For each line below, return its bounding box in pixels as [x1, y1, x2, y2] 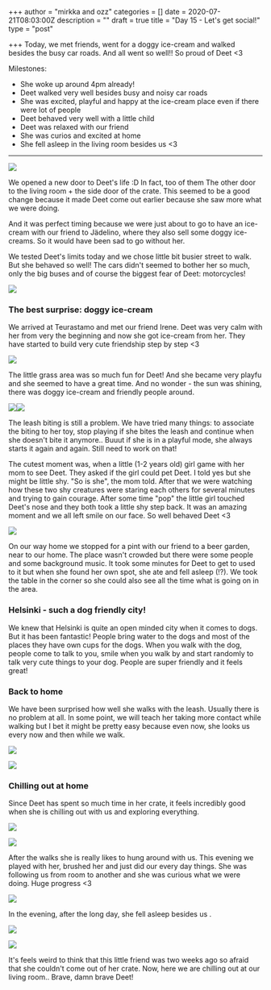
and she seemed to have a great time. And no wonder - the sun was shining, [8, 379, 262, 389]
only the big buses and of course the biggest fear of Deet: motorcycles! [8, 269, 246, 278]
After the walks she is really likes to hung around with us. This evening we [8, 853, 254, 863]
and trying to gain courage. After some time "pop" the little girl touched [8, 493, 245, 503]
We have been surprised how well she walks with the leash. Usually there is [8, 704, 260, 713]
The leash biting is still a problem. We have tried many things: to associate [8, 418, 255, 428]
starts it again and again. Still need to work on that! [8, 443, 177, 454]
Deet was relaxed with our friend [19, 123, 129, 131]
